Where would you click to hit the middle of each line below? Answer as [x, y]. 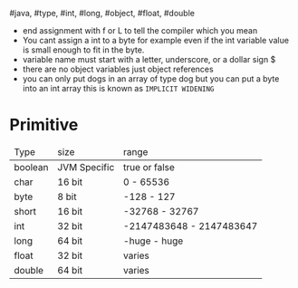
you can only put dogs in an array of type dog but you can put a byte [151, 79]
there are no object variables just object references [118, 69]
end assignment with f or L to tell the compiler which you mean [140, 30]
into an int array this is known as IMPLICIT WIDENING [118, 88]
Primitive [44, 125]
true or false [149, 167]
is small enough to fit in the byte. [83, 50]
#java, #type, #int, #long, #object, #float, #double [102, 13]
